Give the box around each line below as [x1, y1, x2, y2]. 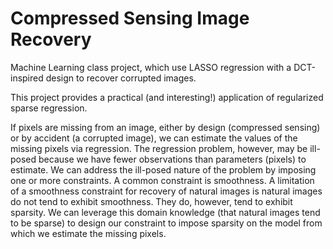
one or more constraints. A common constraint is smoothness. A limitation [10, 174, 315, 186]
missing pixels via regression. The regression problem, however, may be [10, 142, 308, 154]
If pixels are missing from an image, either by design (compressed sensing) [10, 121, 321, 133]
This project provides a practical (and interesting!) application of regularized [10, 91, 324, 103]
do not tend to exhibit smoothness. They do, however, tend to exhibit [10, 195, 293, 207]
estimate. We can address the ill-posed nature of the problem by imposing [10, 163, 317, 176]
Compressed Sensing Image [10, 7, 250, 30]
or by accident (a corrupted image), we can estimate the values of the [10, 132, 298, 144]
